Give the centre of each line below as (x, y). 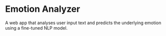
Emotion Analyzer (43, 9)
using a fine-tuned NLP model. (36, 28)
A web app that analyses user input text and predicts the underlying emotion (83, 23)
